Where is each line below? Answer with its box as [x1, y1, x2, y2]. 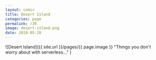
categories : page [5, 16, 42, 21]
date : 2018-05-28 [5, 30, 42, 35]
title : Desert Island [5, 12, 51, 17]
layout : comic [5, 7, 35, 12]
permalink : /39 [5, 21, 37, 26]
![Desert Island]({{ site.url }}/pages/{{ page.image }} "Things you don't [5, 44, 151, 50]
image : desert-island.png [5, 26, 59, 31]
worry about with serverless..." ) [5, 49, 72, 55]
